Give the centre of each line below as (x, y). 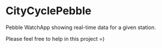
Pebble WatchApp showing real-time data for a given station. (81, 27)
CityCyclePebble (49, 11)
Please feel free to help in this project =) (55, 39)
